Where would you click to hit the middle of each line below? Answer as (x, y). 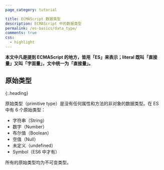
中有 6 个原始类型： (26, 110)
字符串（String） (30, 120)
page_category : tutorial (31, 10)
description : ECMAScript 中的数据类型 (43, 24)
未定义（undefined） (34, 145)
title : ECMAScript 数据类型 (33, 19)
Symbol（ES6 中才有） (36, 151)
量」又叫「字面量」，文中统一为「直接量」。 (49, 63)
